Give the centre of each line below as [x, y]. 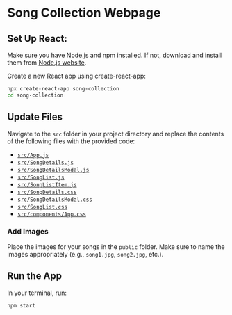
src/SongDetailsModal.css [55, 200]
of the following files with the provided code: [71, 141]
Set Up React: [38, 39]
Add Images [28, 232]
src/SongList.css [42, 207]
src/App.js [33, 155]
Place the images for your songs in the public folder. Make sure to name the [116, 247]
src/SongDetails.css [47, 192]
